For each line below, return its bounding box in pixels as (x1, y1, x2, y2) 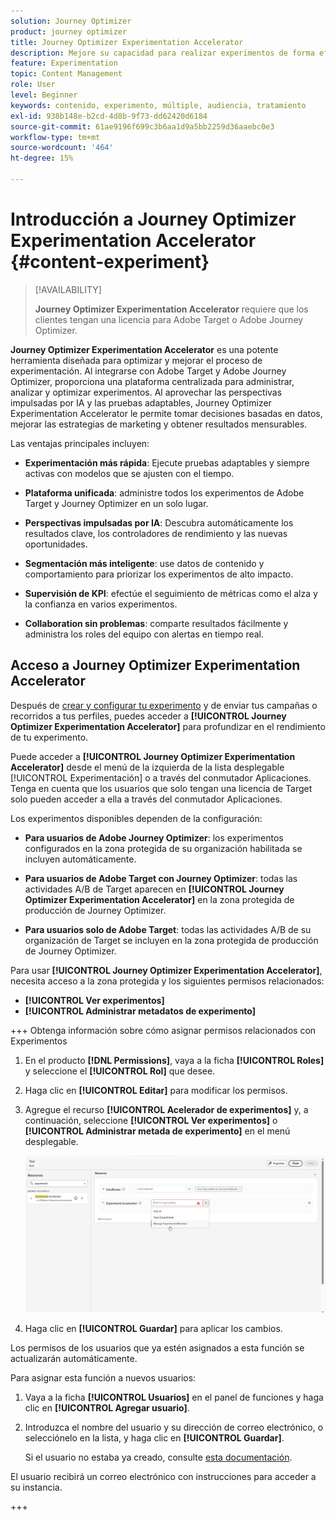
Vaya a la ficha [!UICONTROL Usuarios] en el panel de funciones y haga (24, 1391, 324, 1404)
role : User (10, 80, 56, 90)
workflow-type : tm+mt (10, 132, 101, 142)
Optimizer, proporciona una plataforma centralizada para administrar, (10, 375, 295, 387)
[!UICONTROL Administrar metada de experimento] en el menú (24, 1125, 291, 1137)
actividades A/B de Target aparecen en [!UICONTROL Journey (24, 883, 285, 895)
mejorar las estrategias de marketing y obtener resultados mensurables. (10, 418, 308, 430)
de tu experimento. (10, 731, 89, 743)
